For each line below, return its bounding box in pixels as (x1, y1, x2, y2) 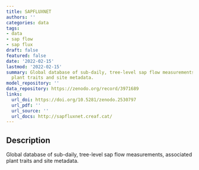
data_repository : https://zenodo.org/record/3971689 (6, 86, 139, 92)
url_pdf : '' (11, 102, 41, 108)
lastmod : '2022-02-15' (6, 63, 62, 70)
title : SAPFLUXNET (6, 8, 52, 15)
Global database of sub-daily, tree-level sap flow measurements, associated (6, 151, 192, 158)
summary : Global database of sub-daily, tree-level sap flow (6, 69, 161, 75)
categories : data (6, 20, 49, 25)
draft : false (6, 47, 38, 53)
